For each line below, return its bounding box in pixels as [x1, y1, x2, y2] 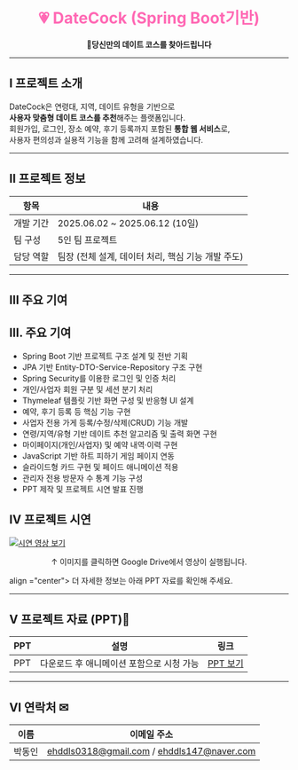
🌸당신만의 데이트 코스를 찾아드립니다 [86, 39, 212, 50]
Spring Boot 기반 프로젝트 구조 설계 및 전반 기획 [21, 350, 189, 361]
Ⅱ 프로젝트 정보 [9, 171, 86, 186]
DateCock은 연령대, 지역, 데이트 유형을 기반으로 [9, 101, 176, 112]
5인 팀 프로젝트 [57, 233, 118, 246]
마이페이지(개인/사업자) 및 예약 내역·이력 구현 [21, 439, 178, 450]
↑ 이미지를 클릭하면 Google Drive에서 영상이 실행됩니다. [51, 556, 247, 567]
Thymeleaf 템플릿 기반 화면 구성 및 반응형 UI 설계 [21, 395, 194, 405]
